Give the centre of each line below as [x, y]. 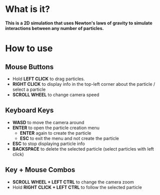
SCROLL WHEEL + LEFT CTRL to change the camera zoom [73, 182]
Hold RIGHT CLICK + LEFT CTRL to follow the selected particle [77, 187]
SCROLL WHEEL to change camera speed [56, 95]
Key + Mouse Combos [40, 170]
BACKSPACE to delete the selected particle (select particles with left [83, 149]
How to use [29, 49]
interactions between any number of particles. [54, 28]
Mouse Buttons [29, 67]
